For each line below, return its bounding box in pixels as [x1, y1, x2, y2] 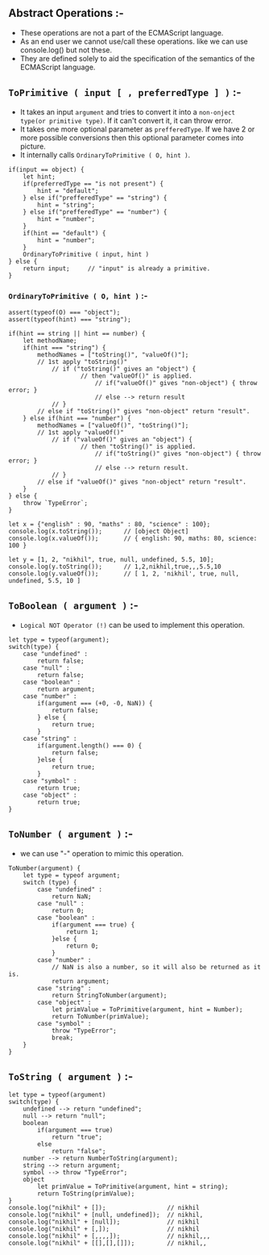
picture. [19, 141, 46, 151]
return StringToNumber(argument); [51, 991, 168, 999]
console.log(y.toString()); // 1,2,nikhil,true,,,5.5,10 [8, 563, 221, 571]
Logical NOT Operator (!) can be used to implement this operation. [19, 620, 246, 630]
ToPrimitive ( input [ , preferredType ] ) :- [8, 86, 242, 99]
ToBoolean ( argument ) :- [8, 599, 139, 613]
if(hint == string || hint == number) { [8, 329, 147, 337]
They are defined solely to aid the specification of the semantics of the [19, 53, 255, 63]
